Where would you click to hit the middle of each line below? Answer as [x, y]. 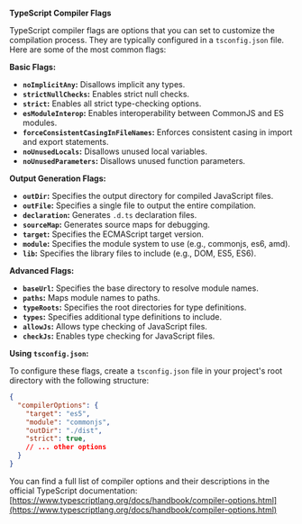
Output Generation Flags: [58, 178]
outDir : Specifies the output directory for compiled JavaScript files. [148, 196]
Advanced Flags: [42, 271]
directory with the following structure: [79, 380]
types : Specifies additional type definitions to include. [122, 317]
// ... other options [66, 447]
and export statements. [65, 142]
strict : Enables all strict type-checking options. [112, 104]
